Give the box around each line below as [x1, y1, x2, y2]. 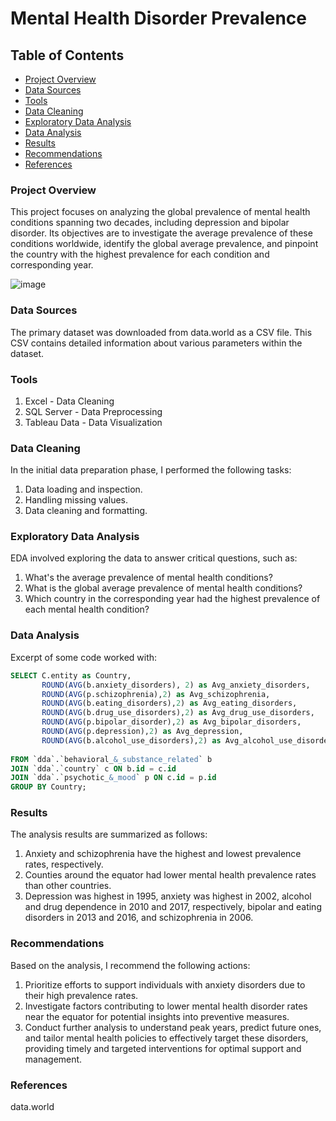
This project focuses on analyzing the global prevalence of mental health [10, 206, 311, 218]
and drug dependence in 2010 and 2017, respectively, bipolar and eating [24, 901, 322, 913]
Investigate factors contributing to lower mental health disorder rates [24, 1000, 308, 1012]
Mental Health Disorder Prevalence [10, 7, 307, 30]
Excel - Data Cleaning [24, 395, 115, 407]
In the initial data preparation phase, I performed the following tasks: [10, 464, 292, 476]
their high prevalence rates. [24, 989, 139, 1001]
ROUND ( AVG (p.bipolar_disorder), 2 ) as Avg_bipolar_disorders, [41, 717, 302, 727]
